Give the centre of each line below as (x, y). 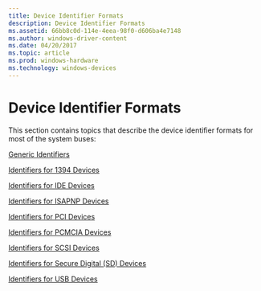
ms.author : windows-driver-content (68, 38)
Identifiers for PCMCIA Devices (60, 232)
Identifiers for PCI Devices (52, 216)
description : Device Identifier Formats (77, 23)
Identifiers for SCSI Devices (54, 248)
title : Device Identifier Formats (66, 16)
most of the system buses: (52, 138)
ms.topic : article (39, 53)
